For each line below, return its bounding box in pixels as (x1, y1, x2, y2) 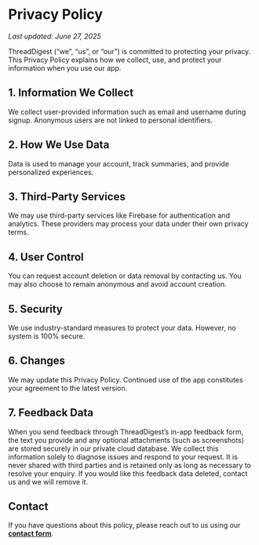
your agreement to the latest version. (8, 383, 128, 393)
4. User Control (8, 250, 84, 264)
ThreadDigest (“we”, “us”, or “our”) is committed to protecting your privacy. (8, 46, 251, 56)
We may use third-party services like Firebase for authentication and (8, 210, 230, 221)
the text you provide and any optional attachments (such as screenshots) (8, 435, 245, 444)
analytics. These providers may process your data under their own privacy (8, 219, 249, 229)
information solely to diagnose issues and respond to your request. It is (8, 452, 238, 461)
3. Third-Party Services (8, 190, 126, 203)
